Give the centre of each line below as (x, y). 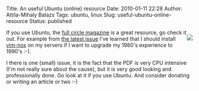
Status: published (51, 21)
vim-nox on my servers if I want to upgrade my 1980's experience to (89, 45)
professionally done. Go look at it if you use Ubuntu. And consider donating (98, 75)
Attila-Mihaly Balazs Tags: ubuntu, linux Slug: (61, 15)
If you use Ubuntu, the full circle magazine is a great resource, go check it (96, 32)
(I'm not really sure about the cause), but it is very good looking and (89, 69)
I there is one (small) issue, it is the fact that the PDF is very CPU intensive (97, 63)
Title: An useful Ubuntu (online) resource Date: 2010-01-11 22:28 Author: (94, 9)
